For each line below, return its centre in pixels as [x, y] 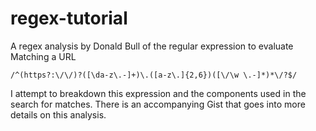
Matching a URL [43, 56]
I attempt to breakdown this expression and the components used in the [158, 93]
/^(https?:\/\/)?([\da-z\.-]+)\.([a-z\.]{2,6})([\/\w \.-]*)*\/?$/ [154, 75]
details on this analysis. [58, 114]
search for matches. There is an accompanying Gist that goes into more [158, 104]
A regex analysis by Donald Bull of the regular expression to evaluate [152, 46]
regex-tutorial [69, 18]
